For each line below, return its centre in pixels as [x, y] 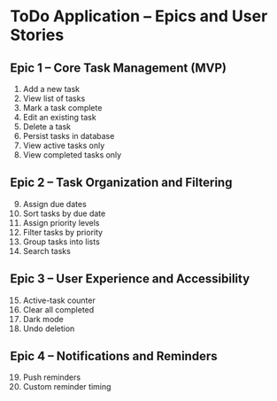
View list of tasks [54, 98]
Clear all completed [58, 309]
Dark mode [43, 319]
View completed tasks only [72, 155]
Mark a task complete [62, 108]
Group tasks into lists [61, 242]
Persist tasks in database [69, 136]
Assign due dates [54, 204]
